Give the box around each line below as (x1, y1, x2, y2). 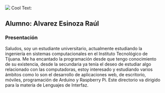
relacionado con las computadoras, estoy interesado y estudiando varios (5, 66, 153, 72)
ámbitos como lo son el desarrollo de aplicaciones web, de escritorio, (5, 71, 146, 77)
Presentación (5, 34, 38, 41)
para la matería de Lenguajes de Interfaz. (5, 82, 89, 88)
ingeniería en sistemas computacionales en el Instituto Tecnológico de (5, 51, 148, 57)
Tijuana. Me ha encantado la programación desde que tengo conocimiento (5, 56, 157, 62)
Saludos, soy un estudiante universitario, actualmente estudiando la (5, 45, 142, 51)
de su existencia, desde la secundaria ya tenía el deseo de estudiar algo (5, 61, 151, 67)
